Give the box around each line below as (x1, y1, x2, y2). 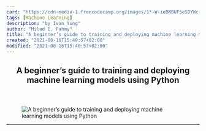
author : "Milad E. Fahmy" (6, 26, 72, 32)
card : (6, 9, 20, 15)
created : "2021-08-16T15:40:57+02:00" (6, 37, 105, 43)
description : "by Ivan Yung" (6, 20, 81, 26)
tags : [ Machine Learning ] (6, 15, 72, 21)
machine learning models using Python (26, 75, 180, 85)
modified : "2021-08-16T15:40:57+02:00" (6, 43, 109, 49)
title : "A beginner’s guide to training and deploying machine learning (6, 32, 196, 38)
